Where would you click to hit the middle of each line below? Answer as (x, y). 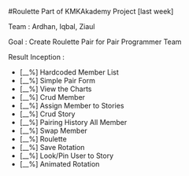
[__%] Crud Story (47, 114)
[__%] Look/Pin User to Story (67, 156)
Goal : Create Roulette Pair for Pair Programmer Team (95, 42)
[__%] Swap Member (54, 130)
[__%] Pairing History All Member (73, 122)
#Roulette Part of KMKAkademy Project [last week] (91, 11)
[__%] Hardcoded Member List (69, 72)
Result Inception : (37, 57)
